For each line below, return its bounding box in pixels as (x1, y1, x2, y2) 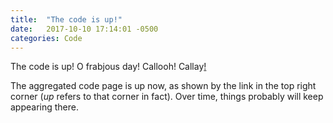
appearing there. (10, 101, 80, 113)
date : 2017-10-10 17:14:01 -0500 (10, 24, 159, 34)
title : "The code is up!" (10, 14, 123, 25)
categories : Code (10, 33, 83, 43)
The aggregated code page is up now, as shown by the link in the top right (10, 80, 317, 92)
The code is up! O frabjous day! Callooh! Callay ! (10, 61, 207, 73)
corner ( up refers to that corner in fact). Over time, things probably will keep (10, 91, 324, 103)
